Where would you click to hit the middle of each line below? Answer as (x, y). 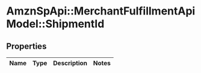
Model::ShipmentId (55, 24)
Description (70, 63)
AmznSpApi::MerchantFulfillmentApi (101, 11)
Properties (26, 46)
